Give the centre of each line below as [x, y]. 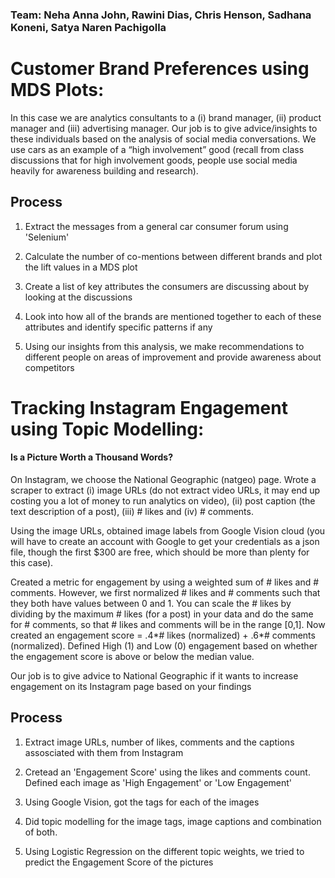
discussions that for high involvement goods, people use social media [154, 160]
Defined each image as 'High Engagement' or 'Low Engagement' [158, 782]
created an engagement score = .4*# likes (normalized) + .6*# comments [163, 635]
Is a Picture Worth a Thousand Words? [91, 457]
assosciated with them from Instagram [104, 752]
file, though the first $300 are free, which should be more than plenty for [160, 552]
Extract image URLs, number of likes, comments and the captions [159, 742]
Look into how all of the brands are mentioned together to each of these [173, 316]
